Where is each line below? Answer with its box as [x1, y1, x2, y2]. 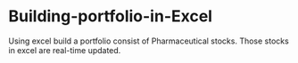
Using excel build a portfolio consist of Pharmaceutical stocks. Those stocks [8, 35, 289, 46]
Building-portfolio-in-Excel [8, 6, 213, 27]
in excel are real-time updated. [8, 44, 121, 55]
